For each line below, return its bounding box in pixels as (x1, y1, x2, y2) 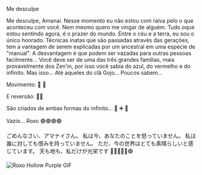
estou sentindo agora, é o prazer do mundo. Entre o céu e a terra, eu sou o (6, 30, 195, 37)
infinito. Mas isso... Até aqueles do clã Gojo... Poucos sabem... (6, 69, 163, 76)
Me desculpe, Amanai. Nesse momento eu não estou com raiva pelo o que (6, 17, 194, 24)
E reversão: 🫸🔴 (6, 93, 44, 100)
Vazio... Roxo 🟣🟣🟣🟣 (6, 117, 62, 124)
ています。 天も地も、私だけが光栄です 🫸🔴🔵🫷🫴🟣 (11, 147, 133, 155)
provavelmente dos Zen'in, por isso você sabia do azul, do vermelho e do (6, 62, 191, 70)
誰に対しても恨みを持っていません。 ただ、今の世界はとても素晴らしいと (6, 140, 189, 147)
